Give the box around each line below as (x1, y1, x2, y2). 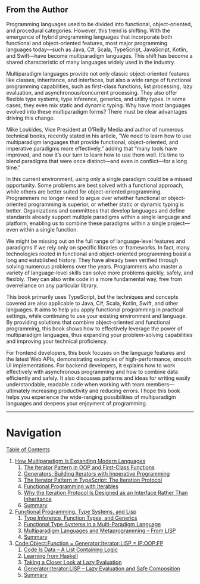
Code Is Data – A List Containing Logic (23, 546, 118, 553)
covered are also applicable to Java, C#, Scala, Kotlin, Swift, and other (6, 299, 179, 307)
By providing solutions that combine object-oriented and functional (6, 318, 171, 326)
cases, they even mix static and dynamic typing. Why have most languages (6, 101, 190, 109)
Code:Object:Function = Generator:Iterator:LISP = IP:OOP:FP (14, 539, 164, 546)
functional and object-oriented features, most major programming (6, 39, 168, 46)
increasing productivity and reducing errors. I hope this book (31, 387, 180, 394)
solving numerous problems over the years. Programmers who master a (6, 263, 183, 270)
